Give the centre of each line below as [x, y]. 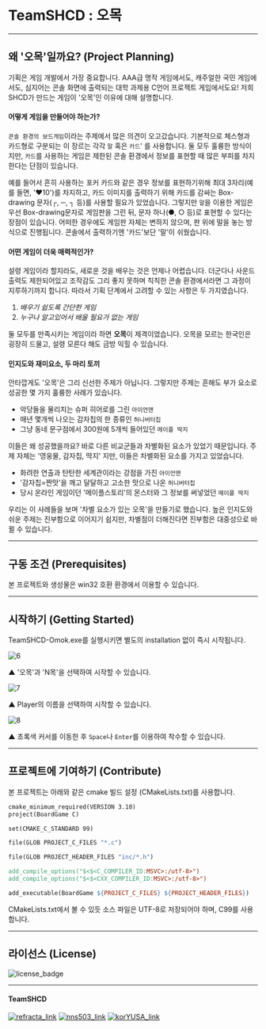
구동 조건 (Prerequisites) [67, 564]
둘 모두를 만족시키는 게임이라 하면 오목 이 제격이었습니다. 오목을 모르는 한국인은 [130, 334]
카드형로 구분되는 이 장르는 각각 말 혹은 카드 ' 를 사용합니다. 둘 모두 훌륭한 [120, 146]
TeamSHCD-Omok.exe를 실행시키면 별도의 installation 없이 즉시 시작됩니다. [127, 640]
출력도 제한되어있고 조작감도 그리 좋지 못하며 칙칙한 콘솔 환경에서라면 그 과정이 [130, 280]
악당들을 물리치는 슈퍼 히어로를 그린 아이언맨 [87, 410]
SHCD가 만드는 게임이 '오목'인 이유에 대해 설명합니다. [91, 97]
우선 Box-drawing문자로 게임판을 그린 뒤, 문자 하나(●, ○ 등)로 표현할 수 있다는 [130, 212]
